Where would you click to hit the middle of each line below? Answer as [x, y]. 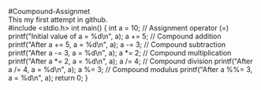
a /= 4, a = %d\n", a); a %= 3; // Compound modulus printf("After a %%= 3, [130, 69]
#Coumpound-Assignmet [49, 11]
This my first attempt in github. [58, 20]
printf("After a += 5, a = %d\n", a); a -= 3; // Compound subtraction [117, 45]
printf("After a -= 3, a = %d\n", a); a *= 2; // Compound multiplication [120, 53]
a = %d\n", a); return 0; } [48, 78]
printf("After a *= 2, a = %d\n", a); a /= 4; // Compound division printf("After [131, 61]
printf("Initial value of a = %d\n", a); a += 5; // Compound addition [115, 36]
